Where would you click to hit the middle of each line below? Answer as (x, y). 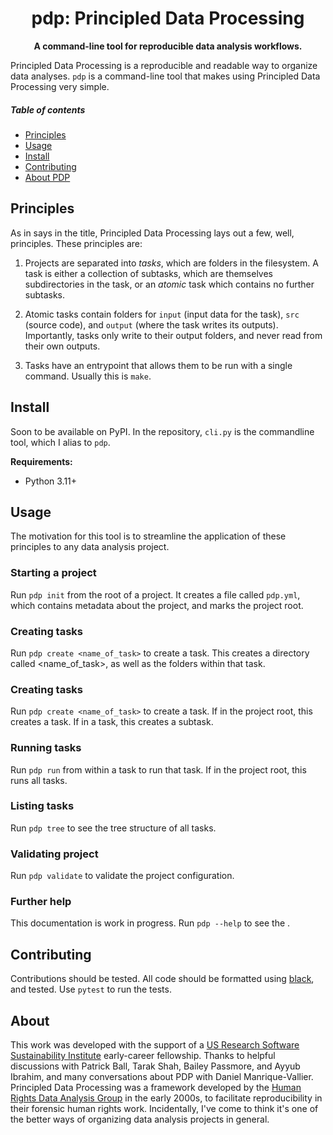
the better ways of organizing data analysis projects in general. (140, 1119)
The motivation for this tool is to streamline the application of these (148, 536)
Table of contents (48, 109)
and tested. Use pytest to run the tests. (91, 989)
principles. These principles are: (76, 243)
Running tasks (46, 748)
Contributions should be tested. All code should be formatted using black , (162, 979)
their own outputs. (62, 346)
